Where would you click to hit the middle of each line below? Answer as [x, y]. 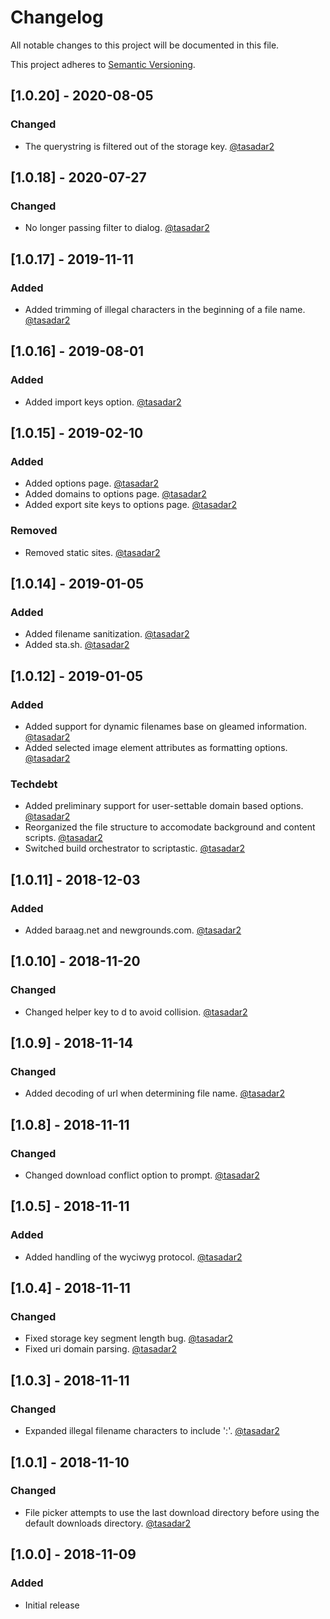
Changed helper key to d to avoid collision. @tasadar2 [136, 1012]
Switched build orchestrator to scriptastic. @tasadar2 [135, 848]
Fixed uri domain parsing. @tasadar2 [101, 1349]
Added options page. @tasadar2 [92, 483]
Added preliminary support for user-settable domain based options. [164, 806]
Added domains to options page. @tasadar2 [115, 494]
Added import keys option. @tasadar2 [103, 402]
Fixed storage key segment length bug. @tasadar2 [129, 1338]
